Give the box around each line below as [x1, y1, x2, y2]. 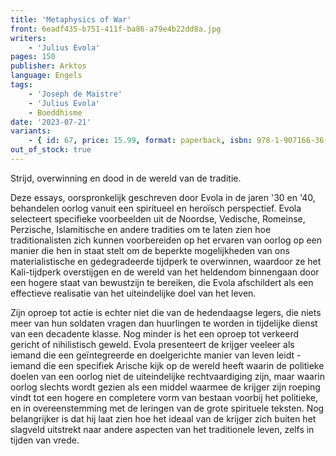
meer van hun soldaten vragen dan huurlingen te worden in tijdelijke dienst [10, 317, 318, 329]
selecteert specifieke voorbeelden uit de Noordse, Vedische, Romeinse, [10, 212, 306, 225]
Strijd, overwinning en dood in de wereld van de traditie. [10, 172, 242, 184]
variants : [10, 126, 52, 136]
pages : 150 [10, 52, 56, 62]
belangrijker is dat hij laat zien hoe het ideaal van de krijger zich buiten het [10, 412, 317, 425]
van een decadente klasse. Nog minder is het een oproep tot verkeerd [10, 327, 300, 340]
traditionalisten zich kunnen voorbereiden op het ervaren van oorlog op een [10, 234, 323, 246]
